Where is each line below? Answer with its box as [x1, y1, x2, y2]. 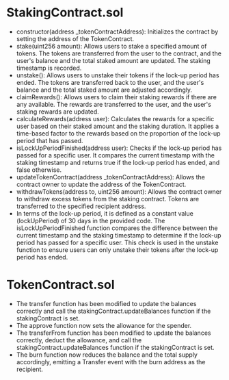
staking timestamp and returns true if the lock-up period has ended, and [16, 158, 220, 166]
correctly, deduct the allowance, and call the [16, 335, 142, 344]
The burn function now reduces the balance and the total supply [16, 351, 198, 359]
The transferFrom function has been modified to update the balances [16, 329, 211, 337]
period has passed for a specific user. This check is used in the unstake [16, 238, 219, 246]
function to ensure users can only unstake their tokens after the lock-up [16, 245, 219, 254]
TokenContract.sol [6, 277, 115, 292]
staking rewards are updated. [16, 107, 100, 116]
